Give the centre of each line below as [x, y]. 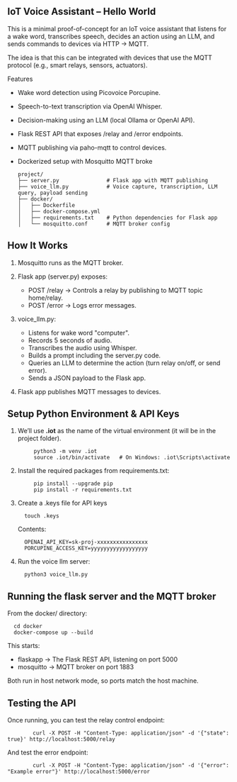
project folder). [39, 438]
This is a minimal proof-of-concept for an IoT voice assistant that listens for [117, 28]
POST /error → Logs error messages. [82, 305]
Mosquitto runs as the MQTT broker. [70, 262]
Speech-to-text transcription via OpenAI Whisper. [90, 106]
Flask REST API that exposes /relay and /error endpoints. [100, 133]
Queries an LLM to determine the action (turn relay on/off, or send [124, 363]
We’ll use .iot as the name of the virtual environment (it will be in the [117, 431]
